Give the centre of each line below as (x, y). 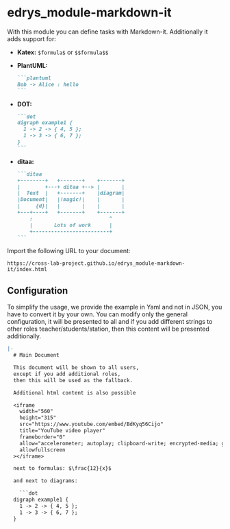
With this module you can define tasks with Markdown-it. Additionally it (107, 32)
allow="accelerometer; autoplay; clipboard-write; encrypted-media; (119, 443)
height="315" (38, 418)
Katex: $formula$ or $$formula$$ (63, 52)
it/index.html (27, 270)
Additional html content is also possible (75, 392)
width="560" (36, 412)
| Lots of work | (71, 225)
